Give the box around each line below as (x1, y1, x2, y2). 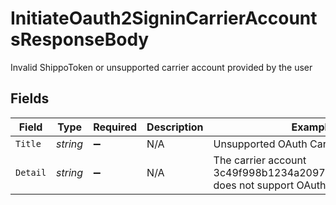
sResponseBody (10, 28, 150, 51)
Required (93, 120, 138, 134)
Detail (15, 167, 47, 178)
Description (146, 120, 204, 134)
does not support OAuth (213, 178, 327, 192)
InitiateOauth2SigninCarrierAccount (10, 7, 318, 30)
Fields (10, 90, 50, 107)
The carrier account (213, 153, 307, 167)
